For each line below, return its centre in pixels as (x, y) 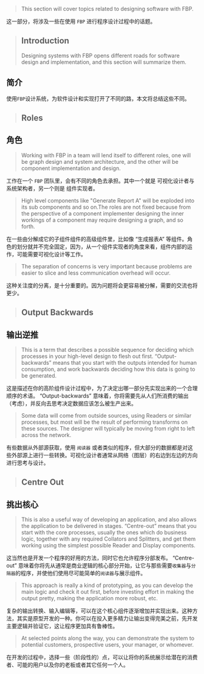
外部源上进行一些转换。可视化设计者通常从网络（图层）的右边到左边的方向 (104, 455)
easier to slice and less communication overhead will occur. (96, 273)
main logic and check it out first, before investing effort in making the (107, 592)
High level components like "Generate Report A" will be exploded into (108, 200)
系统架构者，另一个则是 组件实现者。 (52, 188)
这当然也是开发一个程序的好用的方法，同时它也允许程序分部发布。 (89, 558)
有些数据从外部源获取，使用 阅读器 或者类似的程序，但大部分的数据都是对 (97, 448)
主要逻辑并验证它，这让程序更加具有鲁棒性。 (62, 626)
